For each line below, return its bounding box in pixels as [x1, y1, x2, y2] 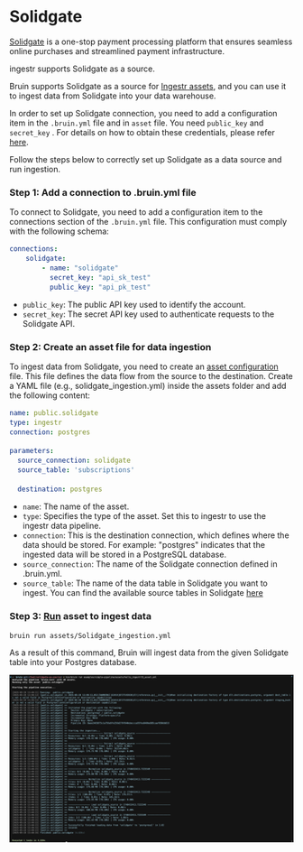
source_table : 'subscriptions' [17, 466, 135, 475]
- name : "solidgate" [41, 264, 119, 273]
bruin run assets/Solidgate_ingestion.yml [9, 632, 171, 641]
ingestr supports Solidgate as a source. [9, 63, 156, 74]
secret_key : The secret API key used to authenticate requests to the [22, 309, 275, 319]
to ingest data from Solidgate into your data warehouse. [9, 90, 216, 101]
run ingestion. [9, 163, 61, 174]
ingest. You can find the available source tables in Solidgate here [22, 587, 263, 597]
